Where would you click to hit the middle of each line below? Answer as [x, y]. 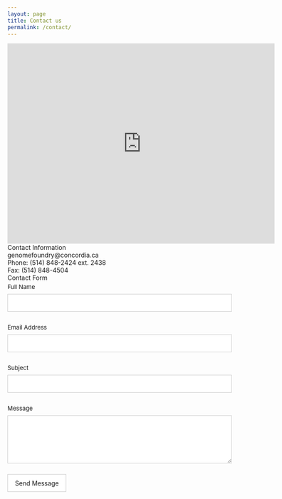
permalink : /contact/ [40, 27]
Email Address [27, 327]
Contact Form [27, 278]
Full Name [21, 287]
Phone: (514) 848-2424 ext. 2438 [57, 263]
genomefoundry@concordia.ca [53, 255]
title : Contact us [35, 21]
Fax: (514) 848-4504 [38, 270]
